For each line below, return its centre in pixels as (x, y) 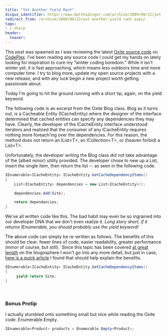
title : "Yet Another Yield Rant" (40, 10)
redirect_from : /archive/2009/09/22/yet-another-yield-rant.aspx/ (75, 19)
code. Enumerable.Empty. (32, 320)
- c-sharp (15, 28)
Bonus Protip (21, 304)
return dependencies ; (36, 202)
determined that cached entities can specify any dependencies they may (80, 119)
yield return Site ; (36, 276)
